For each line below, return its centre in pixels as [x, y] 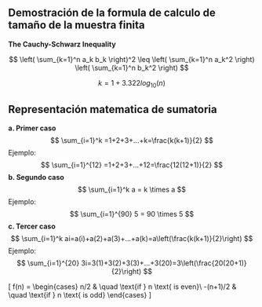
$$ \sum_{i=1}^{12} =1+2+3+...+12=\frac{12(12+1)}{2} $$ [132, 165]
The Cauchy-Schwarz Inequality [62, 44]
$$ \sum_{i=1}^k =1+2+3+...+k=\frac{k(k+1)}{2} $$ [132, 141]
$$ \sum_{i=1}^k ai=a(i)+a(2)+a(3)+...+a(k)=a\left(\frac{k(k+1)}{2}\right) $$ [132, 239]
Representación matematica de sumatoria [113, 110]
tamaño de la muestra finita [76, 26]
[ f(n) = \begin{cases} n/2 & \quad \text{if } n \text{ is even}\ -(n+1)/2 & [122, 287]
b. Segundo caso [36, 177]
